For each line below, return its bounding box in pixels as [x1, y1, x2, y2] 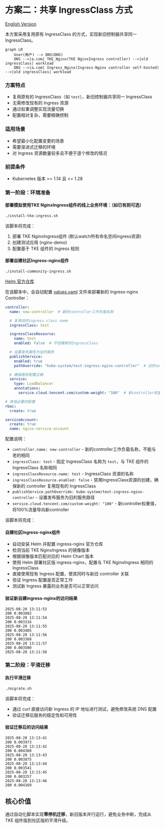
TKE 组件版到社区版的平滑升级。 [5, 817, 71, 823]
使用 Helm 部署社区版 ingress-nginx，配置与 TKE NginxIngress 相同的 [12, 560, 154, 565]
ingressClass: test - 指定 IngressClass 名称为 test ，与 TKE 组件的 [12, 458, 149, 464]
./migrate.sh [5, 686, 32, 691]
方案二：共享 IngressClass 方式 [5, 4, 133, 16]
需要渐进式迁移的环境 [12, 144, 55, 150]
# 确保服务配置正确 [9, 372, 43, 377]
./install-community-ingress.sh [5, 269, 71, 274]
